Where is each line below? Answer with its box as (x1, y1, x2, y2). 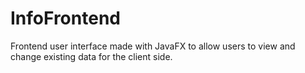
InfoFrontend (10, 7, 121, 30)
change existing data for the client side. (10, 50, 173, 62)
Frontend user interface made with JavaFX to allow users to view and (10, 40, 296, 52)
